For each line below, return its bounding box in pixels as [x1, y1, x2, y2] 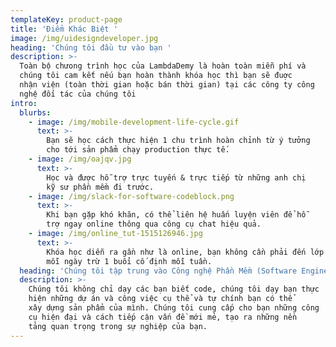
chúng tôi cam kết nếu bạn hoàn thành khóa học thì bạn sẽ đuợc [19, 71, 293, 81]
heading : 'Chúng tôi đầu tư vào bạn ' [10, 42, 172, 53]
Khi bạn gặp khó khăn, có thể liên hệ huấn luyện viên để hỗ [46, 210, 307, 220]
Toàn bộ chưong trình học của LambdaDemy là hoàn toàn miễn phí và [19, 61, 307, 71]
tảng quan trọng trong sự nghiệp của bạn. [28, 321, 208, 331]
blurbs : [19, 107, 52, 118]
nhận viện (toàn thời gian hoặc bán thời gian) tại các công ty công [19, 80, 315, 90]
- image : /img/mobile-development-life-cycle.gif [28, 117, 240, 127]
